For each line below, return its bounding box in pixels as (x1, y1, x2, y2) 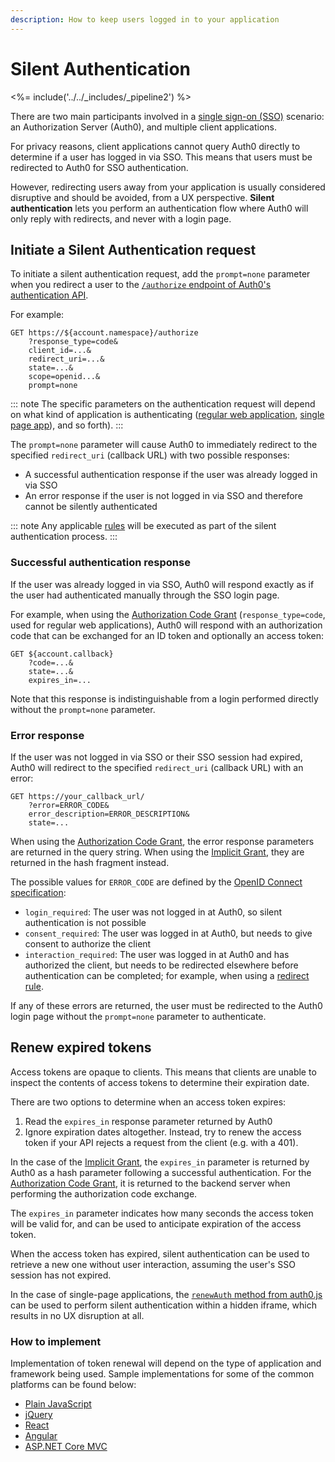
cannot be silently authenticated (24, 501, 158, 513)
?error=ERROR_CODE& (28, 800, 110, 810)
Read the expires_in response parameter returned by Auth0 (24, 1115, 273, 1127)
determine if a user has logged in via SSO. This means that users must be (10, 151, 313, 163)
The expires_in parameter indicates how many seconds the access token (10, 1207, 314, 1219)
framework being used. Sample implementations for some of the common (10, 1368, 315, 1380)
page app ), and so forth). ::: (10, 419, 124, 431)
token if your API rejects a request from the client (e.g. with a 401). (24, 1136, 299, 1148)
